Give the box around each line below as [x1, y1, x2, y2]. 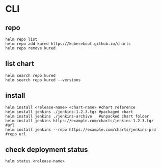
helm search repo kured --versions [5, 77, 81, 82]
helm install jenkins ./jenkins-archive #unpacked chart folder [5, 114, 149, 119]
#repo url [5, 131, 26, 136]
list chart [5, 60, 35, 68]
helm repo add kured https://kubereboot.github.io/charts [5, 41, 131, 46]
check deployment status [5, 146, 88, 154]
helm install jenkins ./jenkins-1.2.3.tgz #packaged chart [5, 109, 133, 115]
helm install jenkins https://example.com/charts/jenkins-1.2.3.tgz [5, 118, 154, 123]
